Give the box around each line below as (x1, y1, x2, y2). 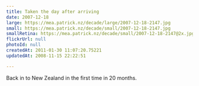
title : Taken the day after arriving (6, 8, 99, 15)
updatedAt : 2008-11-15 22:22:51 (6, 53, 86, 59)
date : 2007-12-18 (6, 14, 49, 20)
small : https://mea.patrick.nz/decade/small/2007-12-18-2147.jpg (6, 25, 171, 31)
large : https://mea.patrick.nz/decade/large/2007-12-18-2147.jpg (6, 20, 171, 26)
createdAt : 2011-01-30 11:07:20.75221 (6, 47, 102, 53)
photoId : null (6, 42, 41, 48)
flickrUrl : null (6, 36, 46, 42)
